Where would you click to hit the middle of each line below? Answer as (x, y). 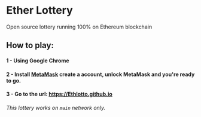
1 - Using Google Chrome (38, 61)
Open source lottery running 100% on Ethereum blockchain (79, 27)
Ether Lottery (39, 10)
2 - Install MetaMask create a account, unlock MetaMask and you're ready (100, 74)
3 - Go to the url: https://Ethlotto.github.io (59, 94)
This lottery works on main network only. (56, 107)
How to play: (30, 45)
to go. (13, 80)
